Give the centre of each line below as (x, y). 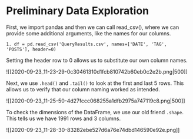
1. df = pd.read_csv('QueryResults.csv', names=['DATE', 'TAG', (86, 44)
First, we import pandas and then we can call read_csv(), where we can (93, 27)
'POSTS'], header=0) (31, 49)
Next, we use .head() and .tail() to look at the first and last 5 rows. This (95, 83)
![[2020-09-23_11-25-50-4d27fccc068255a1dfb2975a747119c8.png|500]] (96, 101)
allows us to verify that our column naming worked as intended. (83, 89)
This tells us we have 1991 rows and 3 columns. (64, 118)
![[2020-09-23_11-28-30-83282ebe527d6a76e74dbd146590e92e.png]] (93, 130)
